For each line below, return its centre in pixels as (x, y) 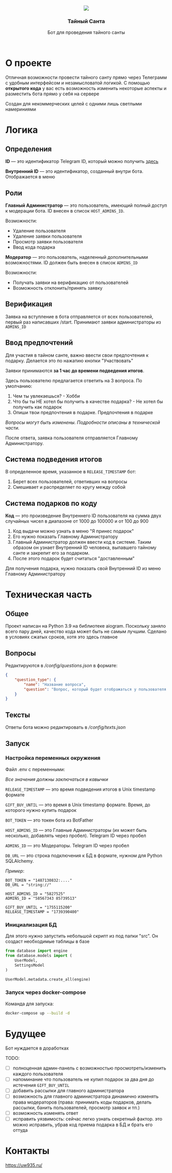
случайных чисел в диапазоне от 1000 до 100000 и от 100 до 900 (77, 521)
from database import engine (36, 951)
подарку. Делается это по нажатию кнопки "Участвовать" (69, 361)
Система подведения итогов (54, 460)
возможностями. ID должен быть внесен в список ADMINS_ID (71, 263)
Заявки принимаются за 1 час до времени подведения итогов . (75, 370)
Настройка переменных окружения (53, 758)
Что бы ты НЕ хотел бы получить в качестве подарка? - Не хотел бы (88, 401)
